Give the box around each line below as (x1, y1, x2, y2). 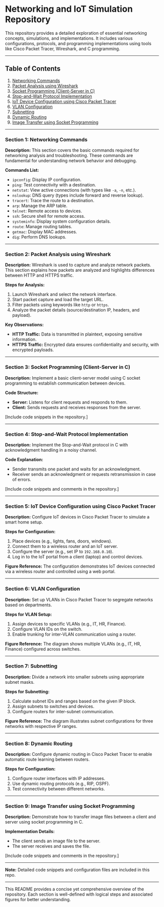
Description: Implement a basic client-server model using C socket (5, 375, 141, 381)
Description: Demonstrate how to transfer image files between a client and (5, 814, 156, 820)
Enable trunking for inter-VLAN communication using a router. (12, 631, 137, 637)
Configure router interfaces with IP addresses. (12, 776, 105, 781)
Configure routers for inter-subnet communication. (12, 708, 114, 714)
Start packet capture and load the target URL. (12, 297, 104, 303)
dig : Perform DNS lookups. (12, 234, 67, 240)
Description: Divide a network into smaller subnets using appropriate (5, 674, 144, 680)
